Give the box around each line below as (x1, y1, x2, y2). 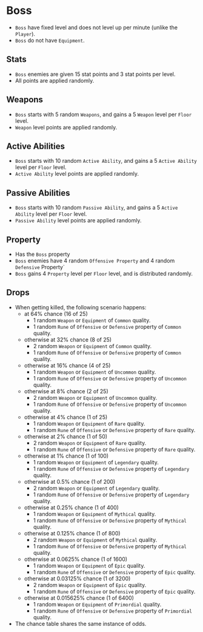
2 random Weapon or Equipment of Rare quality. (33, 439, 147, 447)
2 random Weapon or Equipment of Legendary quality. (33, 484, 160, 492)
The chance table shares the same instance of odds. (15, 620, 147, 627)
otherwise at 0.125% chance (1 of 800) (24, 529, 121, 537)
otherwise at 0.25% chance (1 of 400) (24, 504, 119, 511)
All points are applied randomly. (15, 77, 95, 84)
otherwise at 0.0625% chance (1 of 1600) (24, 555, 128, 563)
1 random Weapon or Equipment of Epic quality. (33, 562, 145, 569)
